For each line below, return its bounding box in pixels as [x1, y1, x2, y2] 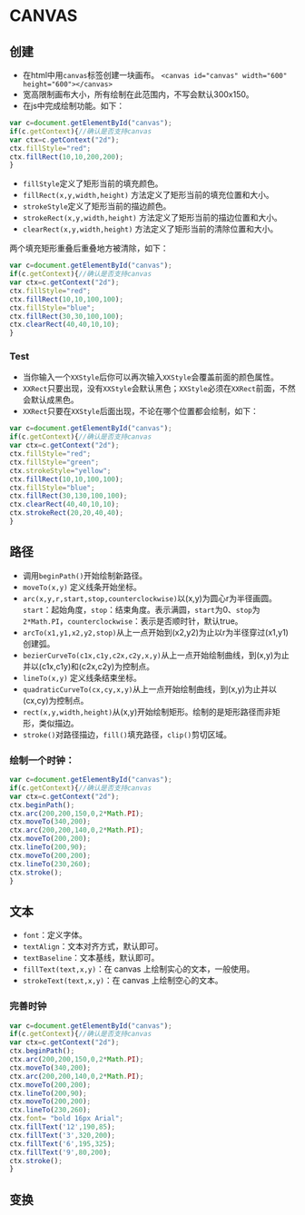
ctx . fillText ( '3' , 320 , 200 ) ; [9, 1131, 116, 1140]
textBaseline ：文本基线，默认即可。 [22, 953, 160, 963]
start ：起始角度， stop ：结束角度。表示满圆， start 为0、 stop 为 [22, 604, 261, 615]
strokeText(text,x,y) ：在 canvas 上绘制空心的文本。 [22, 975, 223, 986]
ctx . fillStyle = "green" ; [9, 458, 100, 467]
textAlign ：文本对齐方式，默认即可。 [22, 941, 163, 952]
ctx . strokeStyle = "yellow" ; [9, 466, 112, 475]
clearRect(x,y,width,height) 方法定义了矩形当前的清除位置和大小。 [22, 223, 279, 234]
